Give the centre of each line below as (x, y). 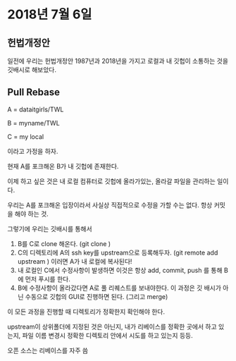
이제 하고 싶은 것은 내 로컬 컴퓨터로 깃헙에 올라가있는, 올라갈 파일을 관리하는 (112, 181)
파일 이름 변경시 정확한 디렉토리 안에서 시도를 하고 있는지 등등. (107, 335)
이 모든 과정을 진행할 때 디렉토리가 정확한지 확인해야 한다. (86, 312)
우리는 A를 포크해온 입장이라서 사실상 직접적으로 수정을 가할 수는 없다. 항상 (110, 204)
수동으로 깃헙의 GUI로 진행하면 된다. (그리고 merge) (97, 296)
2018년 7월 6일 (50, 14)
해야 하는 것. (32, 214)
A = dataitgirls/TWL (36, 109)
